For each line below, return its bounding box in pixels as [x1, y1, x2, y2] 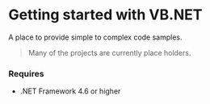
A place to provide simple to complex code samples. [8, 32, 183, 42]
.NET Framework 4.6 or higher [19, 86, 121, 96]
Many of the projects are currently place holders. [27, 48, 191, 57]
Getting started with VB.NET [8, 6, 204, 24]
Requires [8, 68, 44, 79]
